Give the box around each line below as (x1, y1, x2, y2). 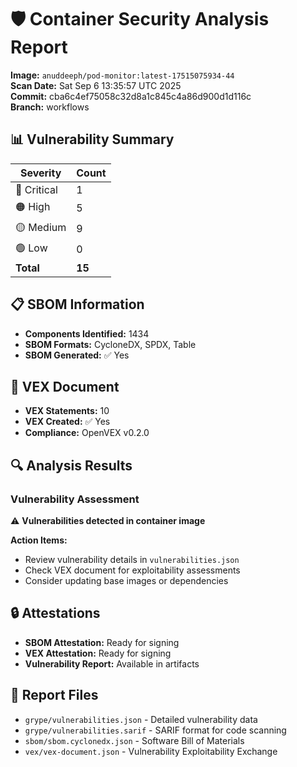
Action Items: (10, 534, 68, 546)
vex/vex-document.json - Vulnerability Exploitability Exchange (24, 745, 278, 757)
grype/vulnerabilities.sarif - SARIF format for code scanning (24, 724, 287, 736)
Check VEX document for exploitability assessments (24, 564, 241, 576)
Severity (19, 166, 62, 180)
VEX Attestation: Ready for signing (24, 647, 172, 659)
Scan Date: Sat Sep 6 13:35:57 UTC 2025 (10, 79, 182, 91)
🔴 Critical (15, 182, 58, 196)
